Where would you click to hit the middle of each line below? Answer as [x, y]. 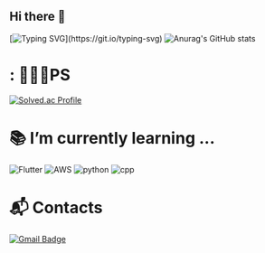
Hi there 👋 [38, 17]
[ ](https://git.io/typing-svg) [86, 38]
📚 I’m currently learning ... [112, 138]
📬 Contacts [56, 207]
